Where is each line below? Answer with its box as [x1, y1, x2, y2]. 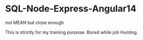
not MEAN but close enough [5, 19, 64, 25]
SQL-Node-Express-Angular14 [5, 3, 136, 14]
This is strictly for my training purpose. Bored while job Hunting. [5, 29, 138, 35]
